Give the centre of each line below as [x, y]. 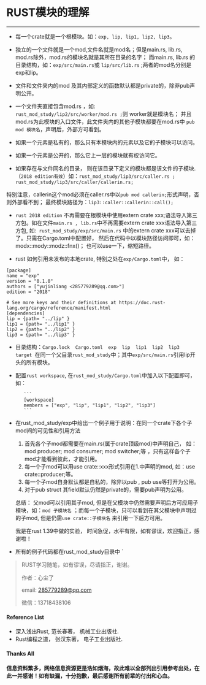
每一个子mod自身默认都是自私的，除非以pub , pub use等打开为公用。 [112, 481]
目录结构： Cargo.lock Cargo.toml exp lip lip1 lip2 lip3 [97, 346]
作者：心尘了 [37, 578]
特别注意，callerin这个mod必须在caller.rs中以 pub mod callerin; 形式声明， [100, 194]
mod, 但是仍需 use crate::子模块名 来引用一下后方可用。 [96, 518]
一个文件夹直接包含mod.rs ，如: [55, 106]
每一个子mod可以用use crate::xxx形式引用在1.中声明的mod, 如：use [110, 466]
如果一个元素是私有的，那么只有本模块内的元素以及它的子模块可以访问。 [106, 142]
